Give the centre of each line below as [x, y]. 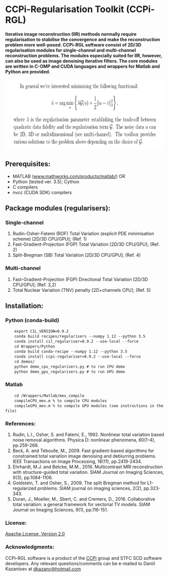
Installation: [24, 306]
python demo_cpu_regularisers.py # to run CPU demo [70, 367]
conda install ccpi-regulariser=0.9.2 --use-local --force [78, 357]
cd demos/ [25, 362]
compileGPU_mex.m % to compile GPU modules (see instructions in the [89, 406]
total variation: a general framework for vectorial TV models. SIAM [81, 505]
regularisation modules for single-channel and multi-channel [71, 50]
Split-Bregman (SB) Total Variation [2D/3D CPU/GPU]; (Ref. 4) [77, 255]
